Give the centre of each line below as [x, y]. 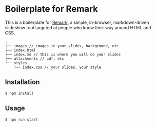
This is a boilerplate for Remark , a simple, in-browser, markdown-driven [77, 22]
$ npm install [19, 93]
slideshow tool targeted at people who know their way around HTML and [78, 27]
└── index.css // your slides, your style [58, 67]
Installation [22, 82]
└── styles [16, 63]
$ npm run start [21, 119]
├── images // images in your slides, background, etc [62, 46]
